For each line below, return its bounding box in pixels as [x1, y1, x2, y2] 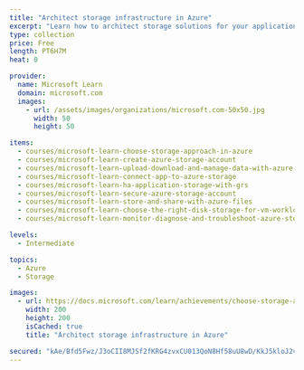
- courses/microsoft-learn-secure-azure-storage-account [17, 189, 237, 198]
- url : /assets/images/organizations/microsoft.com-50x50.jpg [25, 105, 265, 114]
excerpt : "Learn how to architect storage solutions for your [9, 22, 249, 31]
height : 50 [33, 122, 75, 131]
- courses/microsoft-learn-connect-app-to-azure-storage [17, 172, 237, 181]
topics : [9, 255, 39, 264]
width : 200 [25, 305, 67, 315]
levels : [9, 231, 39, 240]
